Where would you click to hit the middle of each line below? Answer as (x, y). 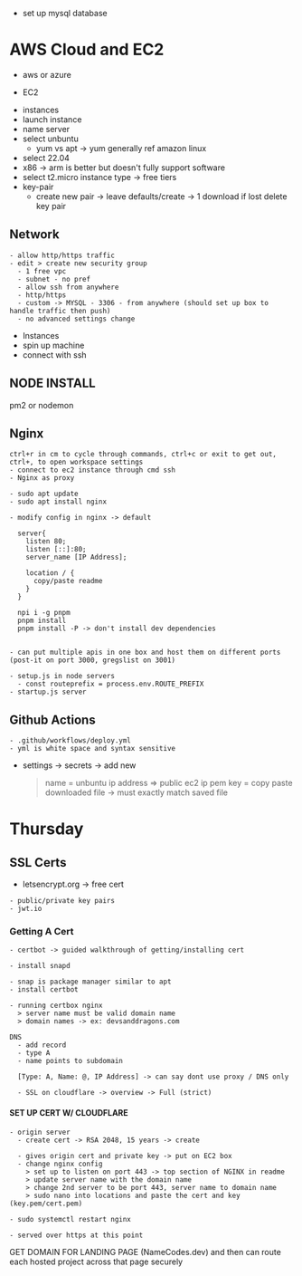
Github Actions (53, 720)
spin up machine (53, 345)
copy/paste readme (68, 581)
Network (35, 235)
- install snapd (40, 966)
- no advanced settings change (76, 319)
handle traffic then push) (60, 311)
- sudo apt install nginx (58, 502)
